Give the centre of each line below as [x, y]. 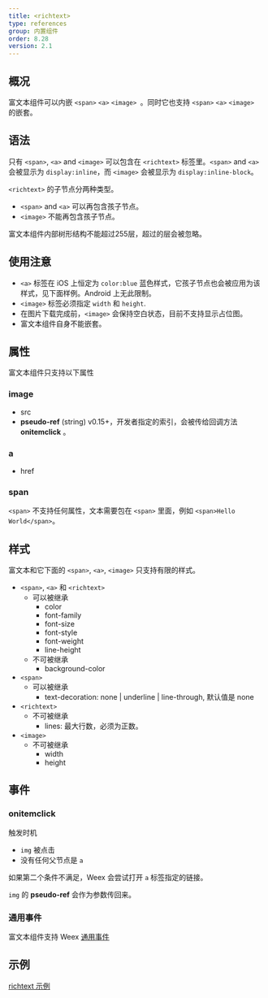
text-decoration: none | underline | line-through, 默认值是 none [149, 697]
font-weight [64, 641]
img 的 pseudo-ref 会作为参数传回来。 [72, 894]
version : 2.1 [30, 46]
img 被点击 [37, 849]
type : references [38, 24]
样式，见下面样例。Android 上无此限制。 [88, 293]
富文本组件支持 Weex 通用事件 [59, 937]
